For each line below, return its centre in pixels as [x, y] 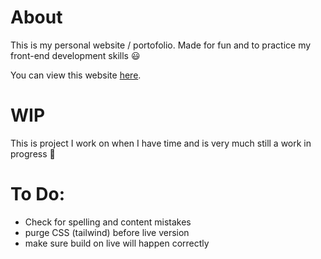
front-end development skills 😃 [75, 55]
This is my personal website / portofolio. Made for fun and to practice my [161, 45]
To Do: [38, 194]
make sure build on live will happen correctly [117, 243]
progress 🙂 [33, 153]
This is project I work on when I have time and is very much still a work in [161, 143]
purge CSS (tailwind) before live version [107, 232]
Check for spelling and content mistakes [108, 222]
